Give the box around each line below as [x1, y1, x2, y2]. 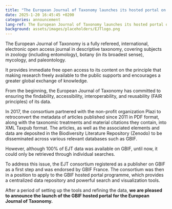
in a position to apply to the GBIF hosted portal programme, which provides [5, 172, 164, 178]
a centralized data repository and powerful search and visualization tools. [5, 177, 160, 183]
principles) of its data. [5, 98, 52, 105]
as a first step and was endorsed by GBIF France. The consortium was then [5, 166, 165, 173]
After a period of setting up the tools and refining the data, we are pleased [5, 187, 163, 194]
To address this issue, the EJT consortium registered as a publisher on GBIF [5, 161, 165, 167]
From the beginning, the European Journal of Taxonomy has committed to [5, 88, 161, 94]
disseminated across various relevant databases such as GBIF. [5, 136, 137, 142]
